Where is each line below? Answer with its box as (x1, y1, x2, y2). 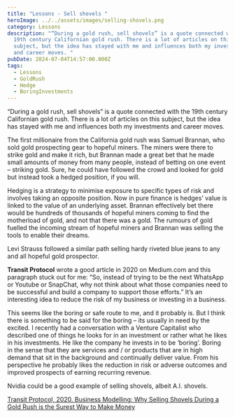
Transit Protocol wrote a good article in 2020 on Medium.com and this (7, 266, 211, 274)
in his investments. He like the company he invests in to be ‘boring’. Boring (7, 338, 222, 347)
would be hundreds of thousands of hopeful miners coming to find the (7, 209, 210, 217)
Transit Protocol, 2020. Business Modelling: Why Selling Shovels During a (7, 396, 219, 404)
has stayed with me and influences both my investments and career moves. (7, 122, 225, 131)
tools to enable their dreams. (7, 231, 90, 240)
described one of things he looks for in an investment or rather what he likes (7, 331, 227, 340)
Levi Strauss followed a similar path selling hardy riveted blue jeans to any (7, 245, 220, 253)
